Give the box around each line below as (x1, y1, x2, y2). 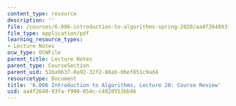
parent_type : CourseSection (7, 62, 90, 69)
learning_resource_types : (7, 36, 83, 43)
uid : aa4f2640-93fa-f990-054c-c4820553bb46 (7, 88, 137, 95)
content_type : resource (7, 10, 77, 17)
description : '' (7, 17, 55, 24)
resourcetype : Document (7, 75, 77, 82)
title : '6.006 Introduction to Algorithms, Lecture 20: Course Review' (7, 82, 221, 89)
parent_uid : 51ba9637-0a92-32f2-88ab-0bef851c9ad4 (7, 68, 159, 75)
